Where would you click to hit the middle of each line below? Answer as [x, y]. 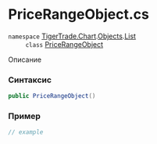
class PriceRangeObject [64, 44]
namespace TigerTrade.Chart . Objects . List [72, 36]
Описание [25, 59]
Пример [25, 117]
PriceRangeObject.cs [79, 14]
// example [26, 132]
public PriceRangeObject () [52, 96]
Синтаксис [30, 80]
